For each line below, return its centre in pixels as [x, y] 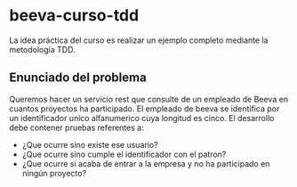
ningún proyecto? [54, 173]
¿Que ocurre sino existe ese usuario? [90, 144]
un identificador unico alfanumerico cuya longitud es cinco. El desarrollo [142, 118]
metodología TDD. [42, 49]
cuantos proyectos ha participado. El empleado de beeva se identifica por [144, 109]
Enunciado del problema [78, 78]
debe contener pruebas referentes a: [76, 127]
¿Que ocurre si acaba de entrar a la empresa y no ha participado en [146, 163]
